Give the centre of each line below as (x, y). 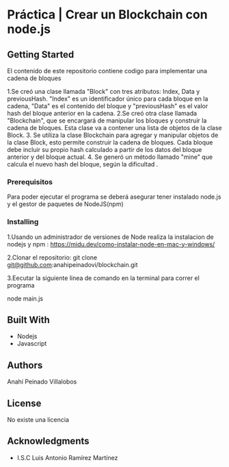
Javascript (32, 344)
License (24, 403)
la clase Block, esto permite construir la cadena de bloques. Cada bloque (110, 142)
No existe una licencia (38, 420)
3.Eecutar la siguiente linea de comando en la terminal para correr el (103, 278)
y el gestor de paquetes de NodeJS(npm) (66, 204)
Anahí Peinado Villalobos (42, 382)
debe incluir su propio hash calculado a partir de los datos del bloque (105, 150)
